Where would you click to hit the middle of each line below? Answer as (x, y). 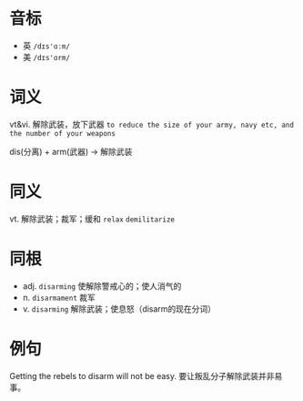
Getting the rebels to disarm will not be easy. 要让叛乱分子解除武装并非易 (146, 375)
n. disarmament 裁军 (59, 297)
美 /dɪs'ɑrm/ (46, 57)
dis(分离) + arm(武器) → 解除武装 (71, 151)
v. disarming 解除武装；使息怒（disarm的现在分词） (119, 308)
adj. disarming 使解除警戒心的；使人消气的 (102, 286)
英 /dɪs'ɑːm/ (46, 46)
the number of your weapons (63, 133)
